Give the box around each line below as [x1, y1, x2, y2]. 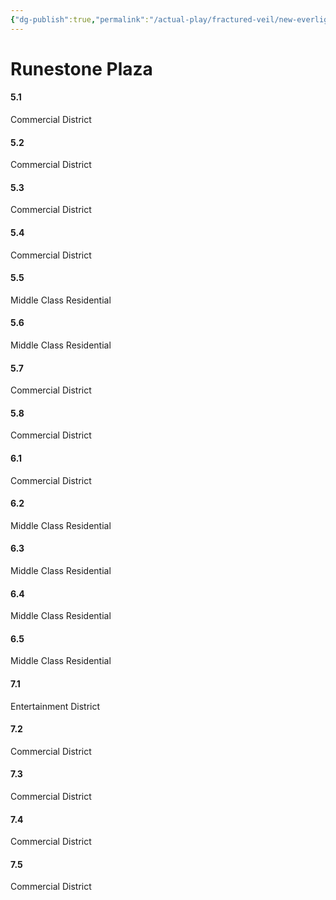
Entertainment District [10, 700, 101, 712]
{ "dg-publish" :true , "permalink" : [10, 14, 150, 25]
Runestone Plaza [10, 57, 153, 80]
